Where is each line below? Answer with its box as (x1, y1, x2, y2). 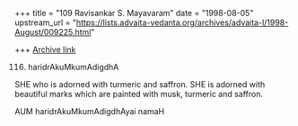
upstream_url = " (14, 17, 77, 28)
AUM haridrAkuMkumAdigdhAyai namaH (14, 106, 165, 116)
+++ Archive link (14, 44, 76, 55)
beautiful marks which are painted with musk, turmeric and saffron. (14, 89, 264, 99)
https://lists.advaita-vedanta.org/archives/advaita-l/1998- (75, 17, 289, 28)
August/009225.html (14, 27, 92, 37)
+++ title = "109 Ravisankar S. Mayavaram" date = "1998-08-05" (14, 8, 254, 18)
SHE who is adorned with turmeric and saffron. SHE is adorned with (14, 79, 266, 89)
